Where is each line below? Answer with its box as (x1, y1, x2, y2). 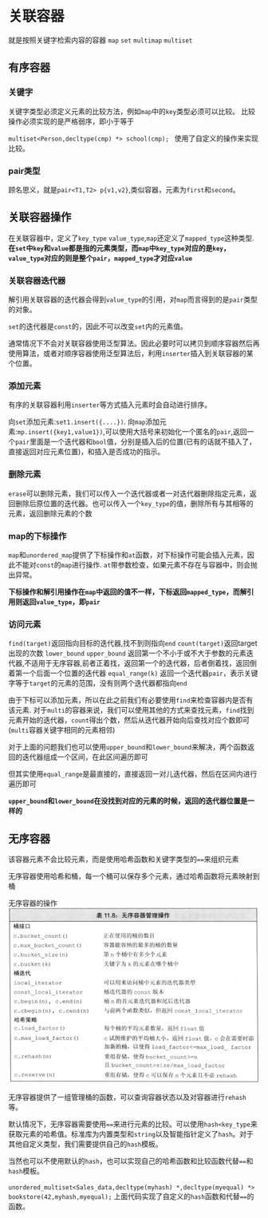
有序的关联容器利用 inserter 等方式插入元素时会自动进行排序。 (8, 400, 212, 409)
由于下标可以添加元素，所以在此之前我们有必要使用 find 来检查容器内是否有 (8, 695, 254, 705)
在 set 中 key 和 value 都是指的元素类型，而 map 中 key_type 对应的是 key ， (8, 243, 231, 252)
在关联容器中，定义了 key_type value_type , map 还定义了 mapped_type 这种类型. (8, 233, 255, 243)
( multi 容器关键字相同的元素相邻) (8, 726, 116, 735)
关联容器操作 (8, 211, 72, 224)
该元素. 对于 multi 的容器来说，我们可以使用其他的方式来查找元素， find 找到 (8, 706, 254, 715)
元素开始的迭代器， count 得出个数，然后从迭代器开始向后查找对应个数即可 (8, 715, 250, 725)
